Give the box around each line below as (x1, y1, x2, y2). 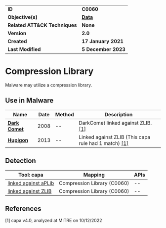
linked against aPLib (7, 180, 54, 186)
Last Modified (7, 46, 41, 52)
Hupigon (7, 137, 29, 143)
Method (55, 111, 74, 118)
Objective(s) (7, 14, 38, 20)
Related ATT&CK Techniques (7, 22, 77, 29)
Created (7, 38, 27, 45)
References (5, 204, 41, 213)
